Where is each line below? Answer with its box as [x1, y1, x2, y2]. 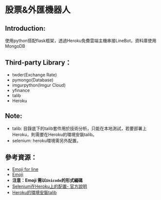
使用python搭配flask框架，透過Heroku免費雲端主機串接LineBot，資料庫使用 [5, 38, 157, 43]
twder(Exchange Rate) [12, 72, 57, 78]
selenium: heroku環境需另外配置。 [12, 138, 81, 143]
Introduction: [5, 24, 46, 32]
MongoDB [5, 43, 25, 49]
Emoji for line [12, 166, 39, 172]
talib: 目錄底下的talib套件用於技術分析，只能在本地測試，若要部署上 [12, 125, 147, 131]
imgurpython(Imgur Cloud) [12, 82, 66, 88]
